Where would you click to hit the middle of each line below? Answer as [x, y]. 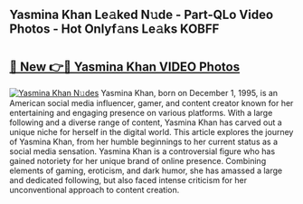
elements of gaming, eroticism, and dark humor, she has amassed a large [146, 170]
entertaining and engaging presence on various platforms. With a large [141, 113]
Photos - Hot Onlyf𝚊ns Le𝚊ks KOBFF [114, 29]
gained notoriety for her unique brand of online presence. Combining [138, 161]
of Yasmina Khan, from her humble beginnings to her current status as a [144, 141]
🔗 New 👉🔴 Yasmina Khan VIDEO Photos [125, 67]
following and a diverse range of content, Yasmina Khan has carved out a [146, 122]
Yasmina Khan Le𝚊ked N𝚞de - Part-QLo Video [142, 15]
